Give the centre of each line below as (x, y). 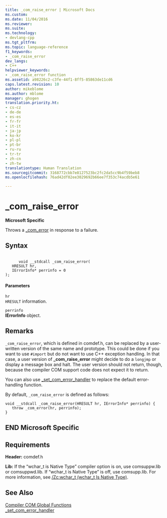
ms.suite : (15, 29)
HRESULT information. (26, 301)
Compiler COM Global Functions (38, 505)
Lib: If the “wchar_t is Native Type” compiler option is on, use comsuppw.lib (83, 466)
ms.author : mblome (24, 94)
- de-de (13, 112)
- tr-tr (13, 154)
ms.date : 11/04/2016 (27, 19)
